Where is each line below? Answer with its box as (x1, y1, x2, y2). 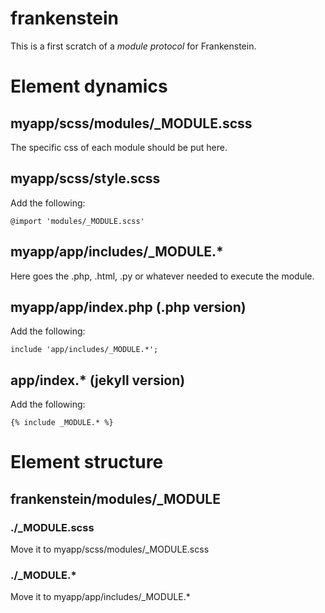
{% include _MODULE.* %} (10, 418, 114, 428)
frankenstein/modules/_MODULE (10, 490, 221, 507)
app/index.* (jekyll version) (10, 372, 186, 389)
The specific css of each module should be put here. (10, 141, 228, 153)
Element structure (10, 451, 164, 474)
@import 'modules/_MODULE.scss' (10, 216, 145, 226)
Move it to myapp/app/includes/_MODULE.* (10, 591, 191, 603)
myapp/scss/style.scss (10, 170, 161, 187)
